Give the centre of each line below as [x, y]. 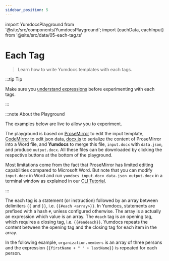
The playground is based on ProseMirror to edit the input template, [74, 133]
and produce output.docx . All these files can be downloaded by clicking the [84, 149]
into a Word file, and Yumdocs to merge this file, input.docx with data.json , [84, 144]
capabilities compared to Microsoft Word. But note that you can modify [79, 170]
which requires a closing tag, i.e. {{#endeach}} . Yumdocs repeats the [76, 222]
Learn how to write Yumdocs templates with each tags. [75, 69]
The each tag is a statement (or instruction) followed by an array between [82, 200]
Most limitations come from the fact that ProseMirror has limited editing [79, 165]
